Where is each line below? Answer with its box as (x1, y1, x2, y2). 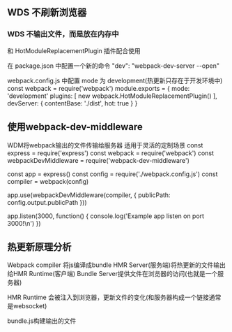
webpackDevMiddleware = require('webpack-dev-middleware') (7, 156, 190, 164)
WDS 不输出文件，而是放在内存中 (7, 29, 120, 39)
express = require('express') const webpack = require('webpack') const (7, 149, 215, 157)
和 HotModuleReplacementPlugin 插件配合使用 (7, 46, 141, 55)
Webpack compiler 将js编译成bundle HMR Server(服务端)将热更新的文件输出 (7, 261, 226, 269)
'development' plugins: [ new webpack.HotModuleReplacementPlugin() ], (7, 92, 217, 100)
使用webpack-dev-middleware (7, 121, 143, 133)
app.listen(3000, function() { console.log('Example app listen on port (7, 212, 204, 220)
